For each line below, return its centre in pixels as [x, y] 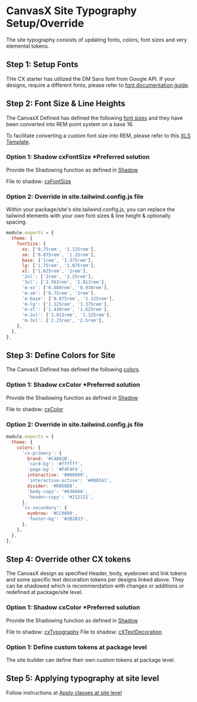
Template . [18, 142]
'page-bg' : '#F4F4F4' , [55, 470]
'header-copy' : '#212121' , [60, 497]
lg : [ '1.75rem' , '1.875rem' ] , [59, 266]
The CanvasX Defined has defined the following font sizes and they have [94, 118]
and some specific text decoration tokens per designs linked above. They [95, 580]
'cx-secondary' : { [44, 508]
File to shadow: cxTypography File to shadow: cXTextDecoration [84, 632]
